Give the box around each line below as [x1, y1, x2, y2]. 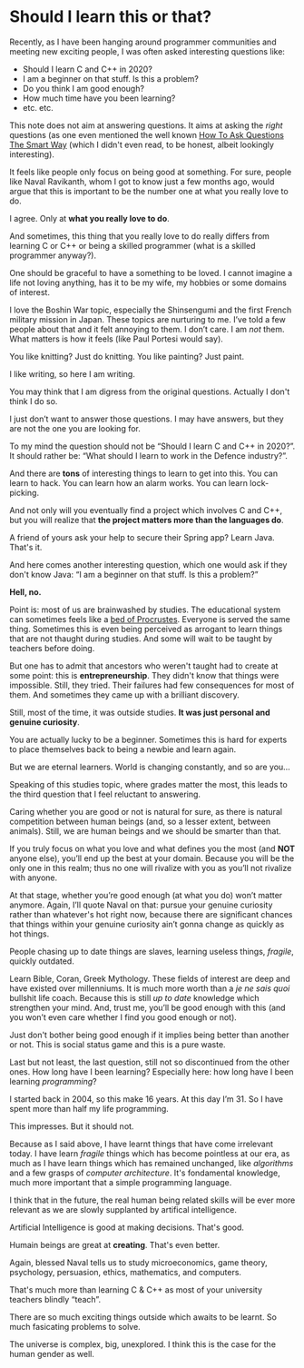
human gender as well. [9, 1348, 95, 1359]
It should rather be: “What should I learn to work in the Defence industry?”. [9, 450, 289, 461]
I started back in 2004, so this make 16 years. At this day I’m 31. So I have [9, 1093, 284, 1105]
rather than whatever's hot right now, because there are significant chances [9, 908, 293, 919]
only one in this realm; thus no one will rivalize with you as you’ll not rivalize [9, 862, 292, 873]
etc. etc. [22, 102, 54, 113]
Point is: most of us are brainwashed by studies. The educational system [9, 604, 281, 615]
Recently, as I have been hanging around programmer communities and [9, 36, 277, 47]
